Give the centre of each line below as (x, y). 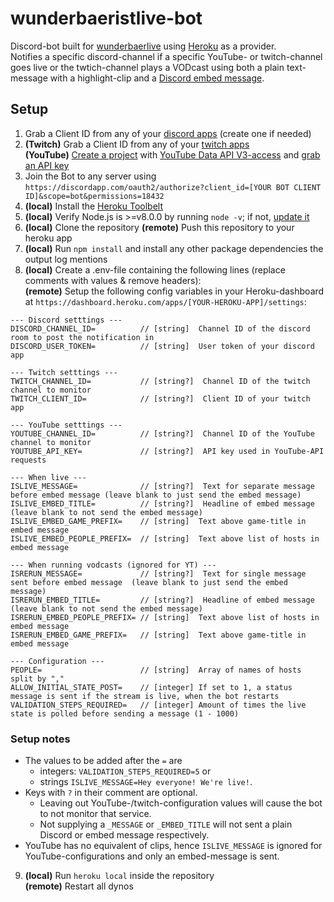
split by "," (37, 678)
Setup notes (40, 739)
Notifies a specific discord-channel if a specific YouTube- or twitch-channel (166, 56)
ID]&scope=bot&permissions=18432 (94, 196)
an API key (47, 165)
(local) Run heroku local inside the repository (119, 876)
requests (28, 460)
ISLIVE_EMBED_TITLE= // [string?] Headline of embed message (162, 503)
